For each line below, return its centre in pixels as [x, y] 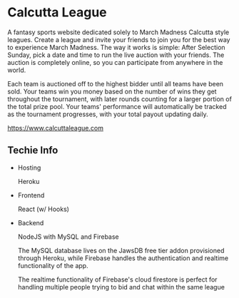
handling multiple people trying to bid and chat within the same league [121, 287]
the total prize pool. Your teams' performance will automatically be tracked [117, 106]
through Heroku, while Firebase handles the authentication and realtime [123, 258]
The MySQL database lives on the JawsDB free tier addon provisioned [121, 250]
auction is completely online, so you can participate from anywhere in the [115, 62]
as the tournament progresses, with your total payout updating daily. [108, 114]
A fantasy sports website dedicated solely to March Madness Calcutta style [118, 32]
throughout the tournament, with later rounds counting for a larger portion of [119, 99]
